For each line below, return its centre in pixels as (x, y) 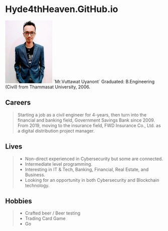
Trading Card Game (45, 218)
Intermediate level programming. (59, 164)
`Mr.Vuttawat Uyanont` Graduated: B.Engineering (104, 81)
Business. (35, 175)
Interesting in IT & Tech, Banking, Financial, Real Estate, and (87, 169)
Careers (18, 103)
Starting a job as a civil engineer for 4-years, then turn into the (82, 114)
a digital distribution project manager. (56, 131)
